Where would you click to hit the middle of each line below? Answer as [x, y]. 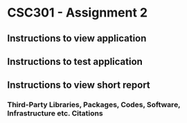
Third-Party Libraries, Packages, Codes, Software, [94, 105]
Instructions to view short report [79, 85]
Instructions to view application [77, 38]
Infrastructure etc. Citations [55, 113]
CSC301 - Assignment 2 [77, 13]
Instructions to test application [75, 61]
